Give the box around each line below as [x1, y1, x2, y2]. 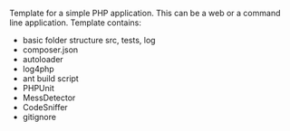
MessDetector [22, 92, 76, 103]
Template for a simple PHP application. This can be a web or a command [9, 8, 281, 18]
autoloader [22, 54, 63, 64]
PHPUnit [22, 83, 54, 93]
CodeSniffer [22, 102, 68, 112]
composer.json [22, 44, 79, 55]
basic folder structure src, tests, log [22, 35, 156, 45]
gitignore [22, 112, 57, 122]
